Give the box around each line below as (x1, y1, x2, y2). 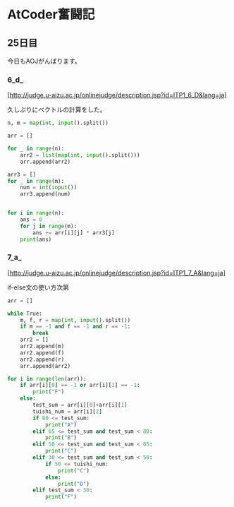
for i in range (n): (7, 210, 65, 217)
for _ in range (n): (7, 145, 65, 153)
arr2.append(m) (20, 343, 65, 350)
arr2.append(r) (20, 356, 65, 363)
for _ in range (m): (7, 177, 65, 184)
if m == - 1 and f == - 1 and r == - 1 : (20, 323, 131, 330)
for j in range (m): (20, 222, 78, 229)
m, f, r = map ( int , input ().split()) (20, 316, 131, 323)
